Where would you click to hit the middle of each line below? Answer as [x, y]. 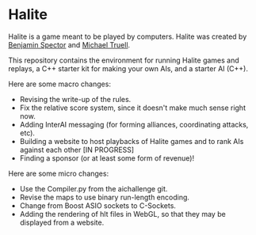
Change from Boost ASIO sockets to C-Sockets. [98, 205]
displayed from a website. [62, 222]
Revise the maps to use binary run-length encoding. [105, 197]
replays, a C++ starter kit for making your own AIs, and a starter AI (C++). [128, 68]
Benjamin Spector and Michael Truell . [69, 44]
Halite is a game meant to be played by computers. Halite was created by [128, 36]
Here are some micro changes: [59, 173]
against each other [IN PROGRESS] [77, 150]
